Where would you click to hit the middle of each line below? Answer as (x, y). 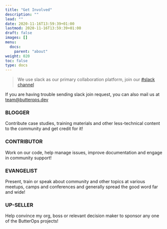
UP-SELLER (19, 205)
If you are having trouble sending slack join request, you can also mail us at (83, 95)
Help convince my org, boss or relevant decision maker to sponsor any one (82, 216)
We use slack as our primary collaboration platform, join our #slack (86, 80)
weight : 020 (17, 56)
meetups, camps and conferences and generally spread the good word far (82, 187)
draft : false (19, 33)
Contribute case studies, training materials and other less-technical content (83, 123)
